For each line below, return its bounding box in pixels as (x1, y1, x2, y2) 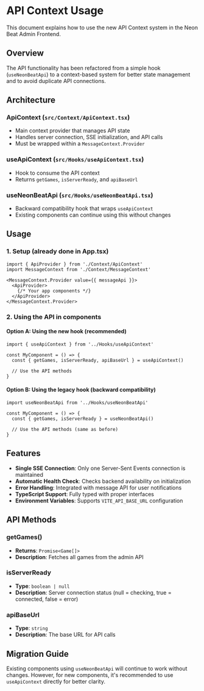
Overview (6, 48, 44, 59)
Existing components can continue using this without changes (15, 211, 171, 219)
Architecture (6, 95, 56, 106)
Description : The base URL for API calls (15, 631, 116, 639)
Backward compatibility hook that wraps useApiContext (15, 205, 153, 212)
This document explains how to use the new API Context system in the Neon (6, 24, 198, 31)
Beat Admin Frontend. (6, 30, 61, 37)
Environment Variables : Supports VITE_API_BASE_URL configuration (15, 497, 183, 504)
